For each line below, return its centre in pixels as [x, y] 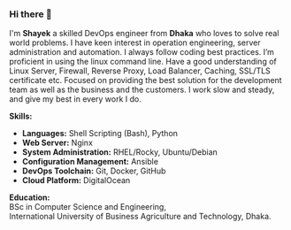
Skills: [21, 116]
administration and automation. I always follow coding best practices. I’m [142, 52]
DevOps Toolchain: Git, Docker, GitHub [94, 171]
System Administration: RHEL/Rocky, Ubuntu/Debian [120, 152]
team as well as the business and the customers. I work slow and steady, [142, 90]
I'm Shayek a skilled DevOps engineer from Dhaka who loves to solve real [144, 34]
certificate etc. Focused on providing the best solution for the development [145, 80]
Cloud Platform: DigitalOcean [76, 180]
